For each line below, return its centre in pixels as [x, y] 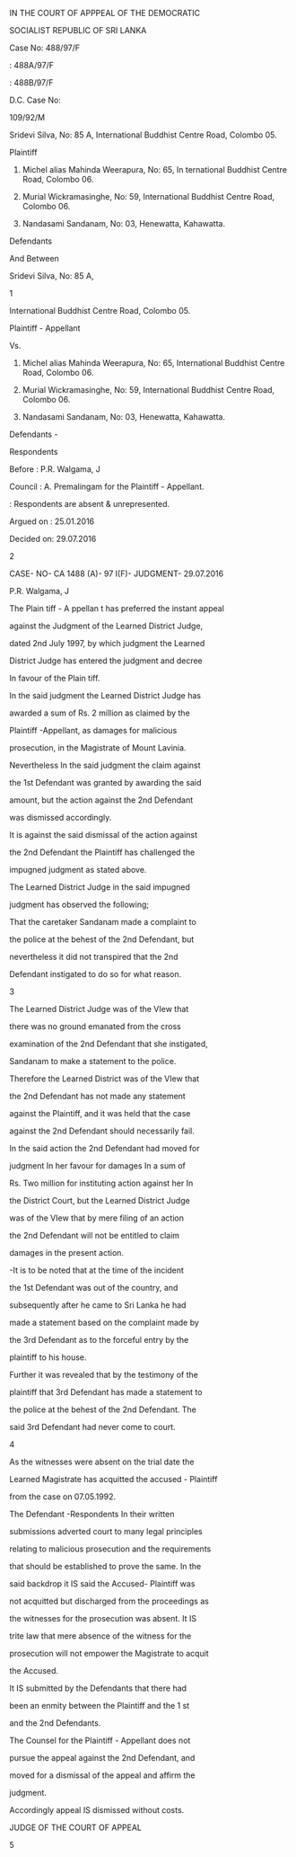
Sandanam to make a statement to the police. [93, 1061]
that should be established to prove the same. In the [105, 1566]
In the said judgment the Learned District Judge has [105, 695]
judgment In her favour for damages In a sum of [97, 1166]
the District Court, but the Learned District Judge [100, 1200]
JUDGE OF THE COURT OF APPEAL [75, 1827]
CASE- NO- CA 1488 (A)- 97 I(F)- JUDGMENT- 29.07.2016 [117, 573]
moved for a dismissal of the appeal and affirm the [102, 1775]
